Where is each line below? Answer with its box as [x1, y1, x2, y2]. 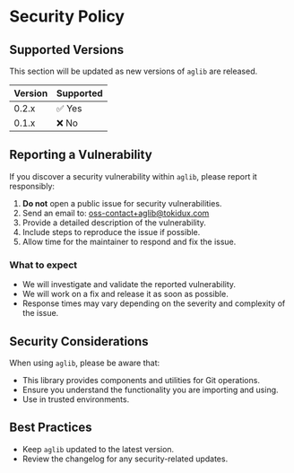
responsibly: [9, 180, 56, 191]
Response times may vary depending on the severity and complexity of [22, 298, 286, 309]
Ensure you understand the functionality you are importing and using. [22, 384, 280, 395]
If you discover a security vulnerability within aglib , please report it [9, 171, 257, 181]
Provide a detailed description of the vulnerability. [22, 217, 206, 228]
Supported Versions [9, 42, 124, 57]
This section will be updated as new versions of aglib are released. [9, 66, 258, 76]
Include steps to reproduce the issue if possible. [22, 226, 201, 237]
